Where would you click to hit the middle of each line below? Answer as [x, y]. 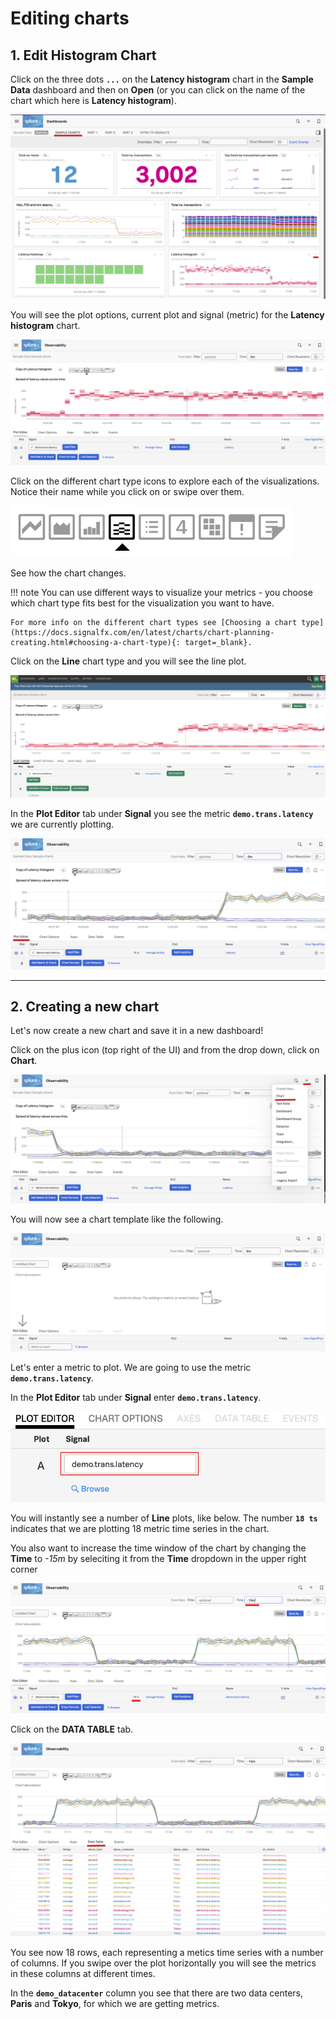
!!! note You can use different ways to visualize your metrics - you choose [161, 592]
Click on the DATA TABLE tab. [72, 1729]
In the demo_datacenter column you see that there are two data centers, [156, 1993]
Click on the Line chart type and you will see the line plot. [128, 661]
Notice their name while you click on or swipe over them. [127, 491]
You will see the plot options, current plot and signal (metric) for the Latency [167, 314]
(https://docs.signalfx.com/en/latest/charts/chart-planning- [142, 632]
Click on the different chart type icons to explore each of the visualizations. [165, 481]
